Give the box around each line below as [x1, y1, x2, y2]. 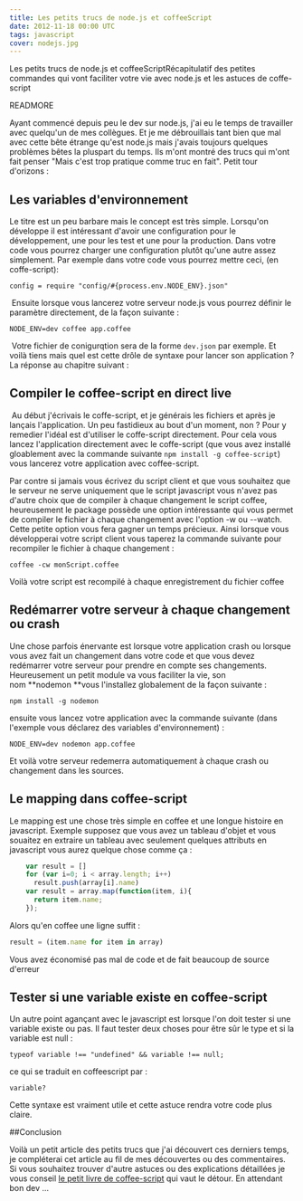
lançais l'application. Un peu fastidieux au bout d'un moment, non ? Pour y [9, 419, 287, 430]
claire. [9, 1110, 33, 1120]
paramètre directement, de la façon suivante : [9, 307, 179, 318]
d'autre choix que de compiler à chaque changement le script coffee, [9, 494, 268, 505]
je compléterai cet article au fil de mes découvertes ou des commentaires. [9, 1154, 287, 1165]
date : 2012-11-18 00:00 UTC [9, 22, 116, 31]
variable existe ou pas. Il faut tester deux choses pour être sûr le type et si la [9, 1024, 295, 1034]
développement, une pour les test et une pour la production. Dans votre [9, 235, 276, 246]
